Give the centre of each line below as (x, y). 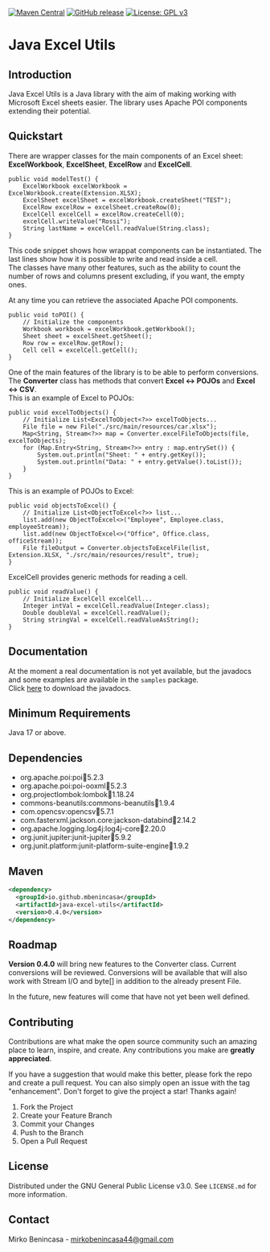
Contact (29, 1220)
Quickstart (36, 136)
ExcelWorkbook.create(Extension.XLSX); (75, 193)
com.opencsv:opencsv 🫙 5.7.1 (67, 812)
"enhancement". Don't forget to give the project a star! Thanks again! (123, 1092)
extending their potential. (50, 111)
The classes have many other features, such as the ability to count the (125, 267)
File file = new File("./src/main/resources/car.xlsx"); (120, 427)
